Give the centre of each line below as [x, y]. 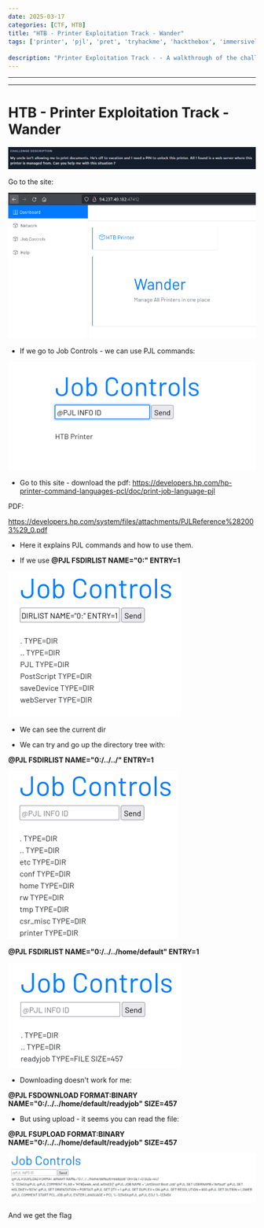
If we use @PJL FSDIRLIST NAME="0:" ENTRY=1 [100, 560]
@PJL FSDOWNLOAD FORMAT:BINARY [73, 1095]
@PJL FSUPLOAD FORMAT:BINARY [66, 1134]
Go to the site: [31, 182]
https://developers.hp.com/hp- [182, 482]
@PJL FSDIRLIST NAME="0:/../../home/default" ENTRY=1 [104, 951]
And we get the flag [40, 1215]
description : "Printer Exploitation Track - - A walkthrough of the [123, 58]
